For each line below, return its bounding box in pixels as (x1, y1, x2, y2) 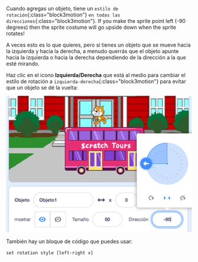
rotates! (6, 30, 25, 37)
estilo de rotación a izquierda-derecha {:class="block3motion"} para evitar (6, 78, 187, 85)
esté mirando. (6, 60, 40, 67)
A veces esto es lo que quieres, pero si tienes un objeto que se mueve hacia (6, 41, 191, 48)
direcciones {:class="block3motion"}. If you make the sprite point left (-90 (6, 18, 186, 24)
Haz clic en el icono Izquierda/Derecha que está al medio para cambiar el (6, 72, 186, 78)
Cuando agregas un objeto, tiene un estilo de (6, 5, 119, 12)
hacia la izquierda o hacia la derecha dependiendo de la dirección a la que (6, 54, 187, 61)
